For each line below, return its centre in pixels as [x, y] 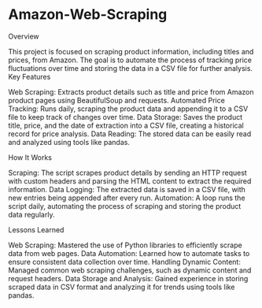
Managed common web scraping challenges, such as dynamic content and [130, 270]
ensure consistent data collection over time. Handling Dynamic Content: [125, 262]
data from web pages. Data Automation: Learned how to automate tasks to [129, 253]
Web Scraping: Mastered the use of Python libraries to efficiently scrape [125, 245]
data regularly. [31, 214]
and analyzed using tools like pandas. [69, 142]
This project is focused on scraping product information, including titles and [131, 51]
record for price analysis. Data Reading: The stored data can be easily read [130, 134]
